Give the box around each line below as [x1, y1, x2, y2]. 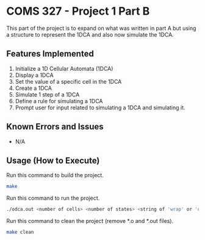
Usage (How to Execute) [6, 155, 100, 165]
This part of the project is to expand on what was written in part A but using [6, 24, 196, 32]
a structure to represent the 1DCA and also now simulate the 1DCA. [6, 31, 174, 38]
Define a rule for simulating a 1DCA [15, 97, 103, 104]
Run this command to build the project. [6, 172, 104, 179]
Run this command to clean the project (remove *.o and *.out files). [6, 217, 174, 225]
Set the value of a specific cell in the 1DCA [15, 78, 122, 85]
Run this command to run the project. [6, 194, 100, 202]
